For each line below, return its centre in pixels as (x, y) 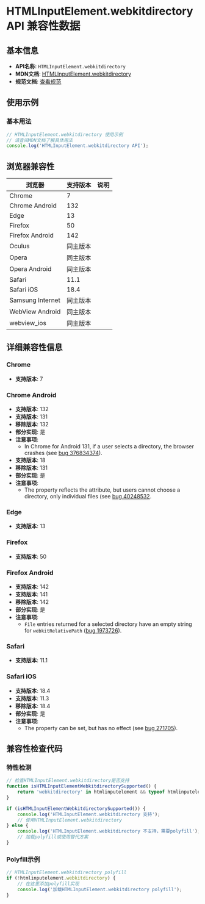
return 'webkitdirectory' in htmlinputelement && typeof (91, 792)
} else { (17, 826)
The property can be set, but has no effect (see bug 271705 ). (101, 728)
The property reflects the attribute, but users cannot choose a (102, 490)
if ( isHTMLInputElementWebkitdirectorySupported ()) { (76, 809)
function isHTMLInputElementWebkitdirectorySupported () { (81, 786)
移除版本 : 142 (32, 602)
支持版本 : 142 (32, 587)
